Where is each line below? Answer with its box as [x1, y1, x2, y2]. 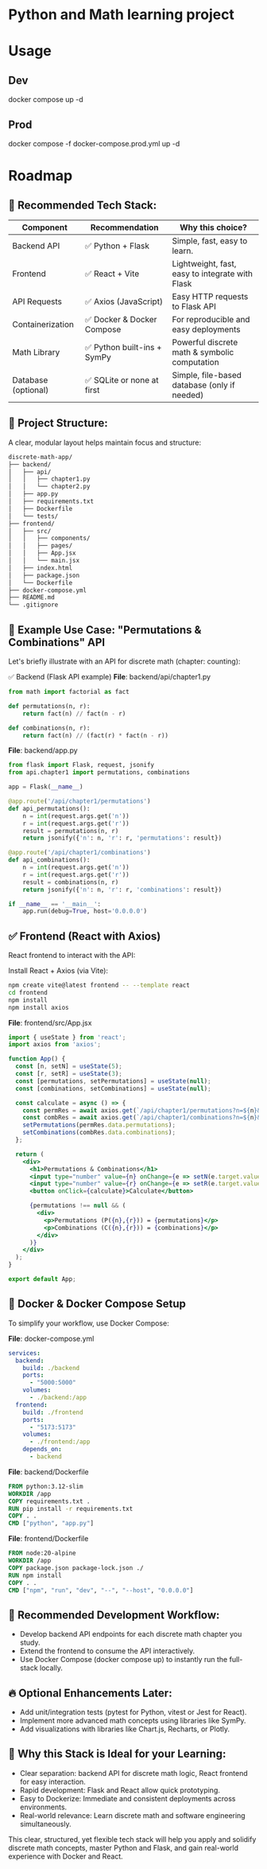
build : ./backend [22, 1364, 80, 1372]
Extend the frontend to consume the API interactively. [19, 1646, 195, 1656]
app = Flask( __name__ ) [8, 783, 83, 791]
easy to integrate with [172, 268, 253, 279]
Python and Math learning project [8, 6, 234, 24]
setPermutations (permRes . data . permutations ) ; [22, 1121, 176, 1129]
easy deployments [172, 324, 241, 335]
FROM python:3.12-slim [8, 1482, 83, 1490]
